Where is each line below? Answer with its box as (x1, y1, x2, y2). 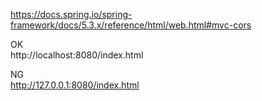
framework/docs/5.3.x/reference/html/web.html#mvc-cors (10, 19, 252, 31)
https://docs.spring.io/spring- (10, 9, 133, 20)
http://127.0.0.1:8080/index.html (10, 79, 140, 91)
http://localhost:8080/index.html (10, 49, 144, 61)
